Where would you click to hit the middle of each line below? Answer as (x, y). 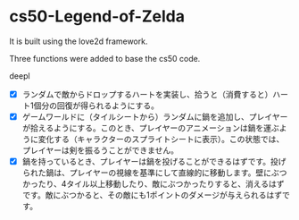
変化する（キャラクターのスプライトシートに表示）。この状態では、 (161, 140)
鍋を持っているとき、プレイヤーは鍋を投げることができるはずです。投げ (154, 162)
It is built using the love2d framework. (79, 41)
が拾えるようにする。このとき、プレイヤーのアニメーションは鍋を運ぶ (150, 128)
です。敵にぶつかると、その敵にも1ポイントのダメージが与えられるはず (152, 195)
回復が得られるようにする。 (108, 106)
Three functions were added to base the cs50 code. (105, 58)
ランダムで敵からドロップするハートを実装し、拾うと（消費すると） (147, 94)
